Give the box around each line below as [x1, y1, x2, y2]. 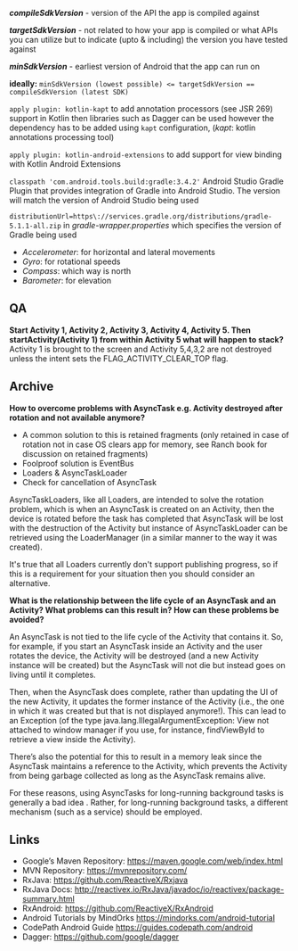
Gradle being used [9, 229, 77, 240]
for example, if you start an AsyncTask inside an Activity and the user [9, 641, 263, 651]
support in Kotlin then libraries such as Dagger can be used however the [9, 113, 274, 123]
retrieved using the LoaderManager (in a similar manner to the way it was [9, 532, 278, 542]
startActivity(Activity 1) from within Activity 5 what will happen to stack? [9, 334, 285, 344]
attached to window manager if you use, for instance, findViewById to [9, 724, 265, 735]
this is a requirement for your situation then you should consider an [9, 568, 255, 579]
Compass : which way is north [21, 266, 132, 276]
